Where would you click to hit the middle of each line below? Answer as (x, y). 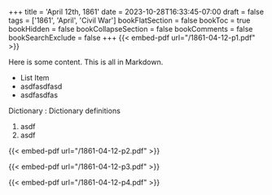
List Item (35, 78)
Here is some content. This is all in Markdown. (86, 62)
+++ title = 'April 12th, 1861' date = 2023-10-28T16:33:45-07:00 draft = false (136, 12)
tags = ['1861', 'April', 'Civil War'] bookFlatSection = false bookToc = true (129, 20)
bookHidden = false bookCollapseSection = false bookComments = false (131, 29)
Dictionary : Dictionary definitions (64, 110)
